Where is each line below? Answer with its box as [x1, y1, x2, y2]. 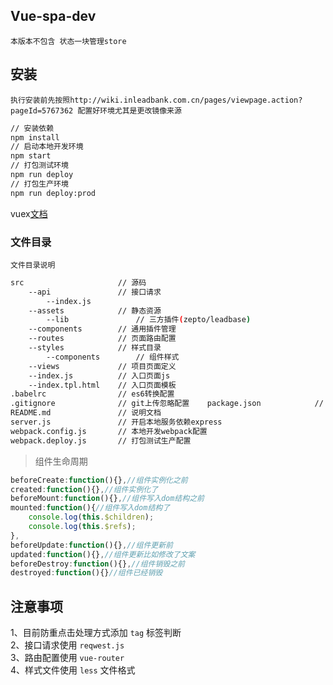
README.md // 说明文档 [10, 408, 162, 418]
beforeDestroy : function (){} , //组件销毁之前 [10, 559, 186, 569]
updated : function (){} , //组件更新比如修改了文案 [10, 549, 196, 559]
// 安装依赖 [10, 123, 55, 133]
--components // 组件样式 [46, 352, 180, 362]
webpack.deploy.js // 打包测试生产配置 [10, 435, 192, 446]
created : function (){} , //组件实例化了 [10, 484, 159, 494]
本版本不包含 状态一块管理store [10, 36, 127, 46]
